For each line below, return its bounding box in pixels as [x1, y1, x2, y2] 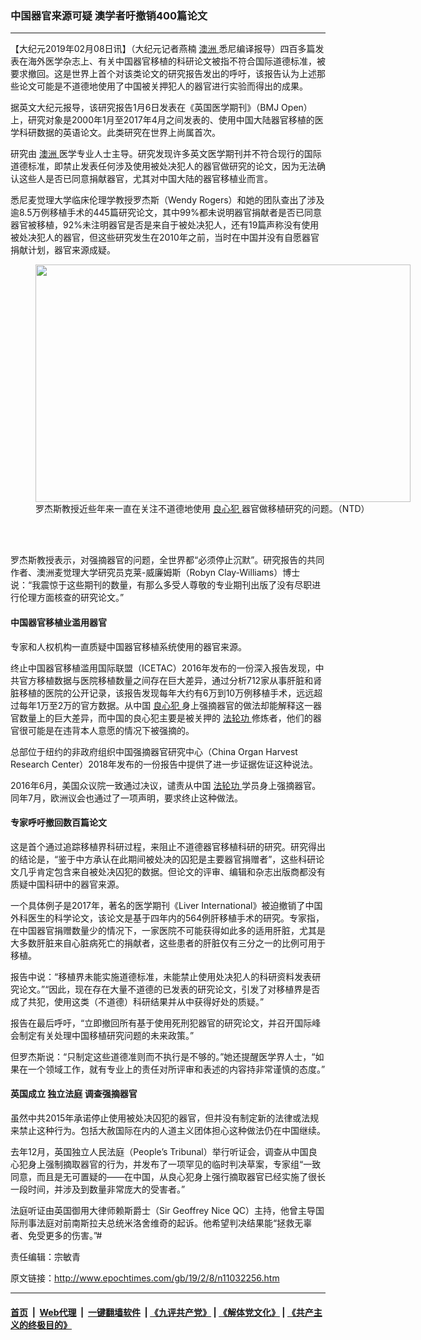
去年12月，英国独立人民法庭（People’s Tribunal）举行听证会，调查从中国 [10, 1145, 309, 1157]
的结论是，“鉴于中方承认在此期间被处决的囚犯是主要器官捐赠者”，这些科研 [10, 853, 317, 865]
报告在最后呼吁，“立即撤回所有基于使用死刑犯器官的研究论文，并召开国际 [10, 1017, 313, 1029]
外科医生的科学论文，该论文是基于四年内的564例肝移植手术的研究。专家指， [10, 912, 325, 924]
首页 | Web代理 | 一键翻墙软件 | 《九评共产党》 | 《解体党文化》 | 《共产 [10, 1306, 314, 1318]
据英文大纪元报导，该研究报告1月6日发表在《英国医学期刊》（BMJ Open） [10, 102, 313, 114]
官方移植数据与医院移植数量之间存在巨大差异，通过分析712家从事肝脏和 [18, 674, 314, 686]
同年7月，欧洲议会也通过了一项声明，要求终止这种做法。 [10, 792, 243, 804]
